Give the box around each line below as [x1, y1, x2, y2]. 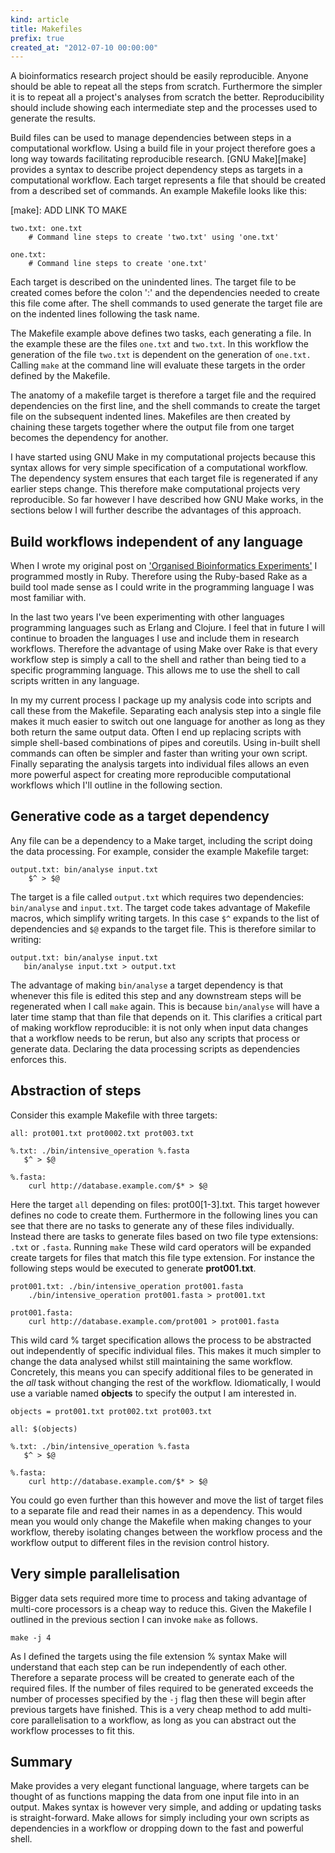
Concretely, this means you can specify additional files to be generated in [10, 1366, 314, 1378]
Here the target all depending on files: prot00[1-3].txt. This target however [10, 1198, 321, 1210]
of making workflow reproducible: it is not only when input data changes [10, 1021, 309, 1033]
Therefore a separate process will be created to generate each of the [10, 1671, 295, 1683]
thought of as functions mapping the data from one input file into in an [10, 1791, 300, 1803]
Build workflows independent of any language [10, 533, 304, 550]
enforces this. [10, 1053, 67, 1065]
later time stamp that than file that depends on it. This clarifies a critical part [10, 1011, 323, 1023]
